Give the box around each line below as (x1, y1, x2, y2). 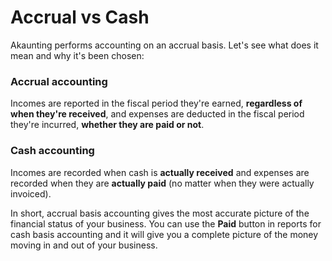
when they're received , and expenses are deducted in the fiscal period (10, 108, 305, 120)
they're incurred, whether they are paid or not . (10, 119, 205, 131)
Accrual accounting (10, 74, 108, 88)
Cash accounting (10, 144, 95, 158)
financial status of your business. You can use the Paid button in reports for (10, 217, 322, 230)
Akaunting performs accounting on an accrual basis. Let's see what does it (10, 39, 319, 51)
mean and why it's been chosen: (10, 49, 145, 61)
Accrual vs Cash (10, 6, 150, 29)
